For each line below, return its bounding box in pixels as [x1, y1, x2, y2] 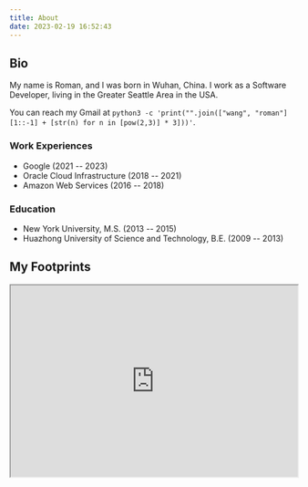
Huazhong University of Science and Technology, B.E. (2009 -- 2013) [22, 233, 284, 243]
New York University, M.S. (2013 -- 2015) [22, 223, 178, 233]
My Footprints [9, 259, 91, 275]
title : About [9, 13, 59, 23]
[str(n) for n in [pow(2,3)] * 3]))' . [49, 117, 196, 128]
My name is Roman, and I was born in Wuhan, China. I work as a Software [9, 79, 287, 91]
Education [9, 202, 56, 215]
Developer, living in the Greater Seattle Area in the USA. [9, 89, 219, 100]
